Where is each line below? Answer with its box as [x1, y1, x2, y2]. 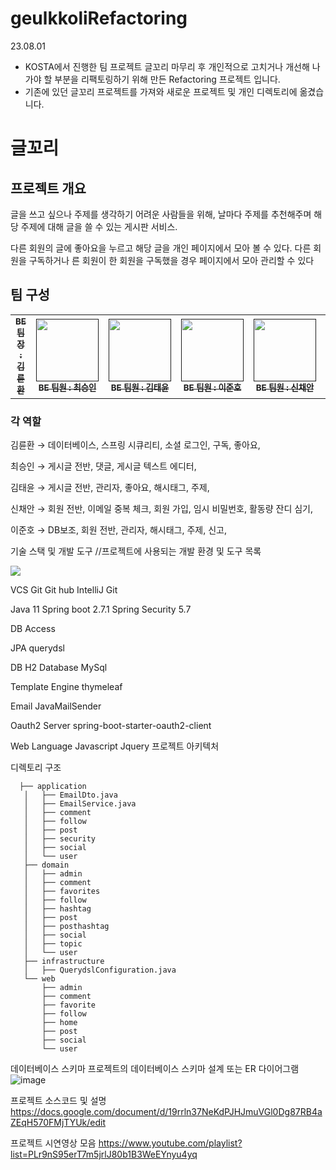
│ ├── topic [23, 939, 83, 949]
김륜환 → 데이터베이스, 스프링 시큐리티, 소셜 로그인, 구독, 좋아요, [10, 439, 261, 451]
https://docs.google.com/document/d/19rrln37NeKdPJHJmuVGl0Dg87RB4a [10, 1106, 323, 1118]
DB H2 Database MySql [10, 662, 108, 674]
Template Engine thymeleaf [10, 681, 123, 693]
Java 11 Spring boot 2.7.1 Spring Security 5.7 [10, 603, 192, 616]
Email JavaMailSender [10, 700, 102, 712]
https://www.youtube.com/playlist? [98, 1137, 243, 1149]
